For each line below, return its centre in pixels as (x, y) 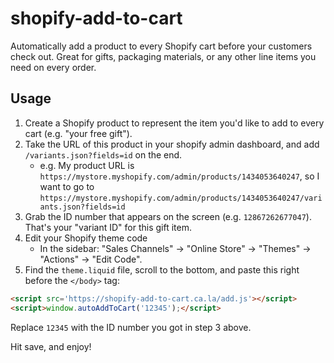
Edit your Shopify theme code (86, 238)
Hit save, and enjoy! (51, 346)
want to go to (67, 186)
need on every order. (53, 67)
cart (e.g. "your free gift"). (78, 133)
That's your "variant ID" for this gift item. (108, 227)
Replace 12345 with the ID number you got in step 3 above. (131, 327)
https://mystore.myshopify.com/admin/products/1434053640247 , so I (179, 176)
